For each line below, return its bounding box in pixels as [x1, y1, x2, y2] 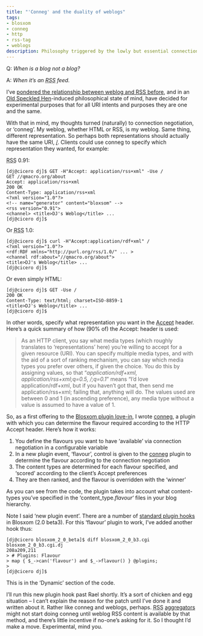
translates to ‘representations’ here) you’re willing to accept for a [21, 343, 182, 351]
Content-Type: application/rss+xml [6, 189, 96, 195]
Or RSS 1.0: [6, 226, 34, 233]
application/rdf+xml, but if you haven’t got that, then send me [21, 381, 174, 389]
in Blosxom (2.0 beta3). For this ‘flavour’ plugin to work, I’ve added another [6, 518, 193, 526]
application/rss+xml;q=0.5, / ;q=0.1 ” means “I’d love [21, 375, 149, 383]
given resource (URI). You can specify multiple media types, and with [21, 349, 193, 357]
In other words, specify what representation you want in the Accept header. [6, 319, 195, 326]
